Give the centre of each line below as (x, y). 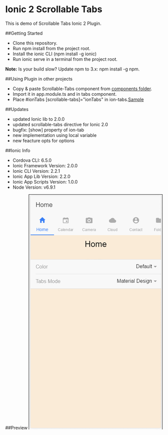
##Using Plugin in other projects (39, 79)
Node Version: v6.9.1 (34, 187)
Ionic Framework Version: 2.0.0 (45, 165)
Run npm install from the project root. (51, 48)
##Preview (16, 427)
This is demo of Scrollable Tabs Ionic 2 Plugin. (53, 23)
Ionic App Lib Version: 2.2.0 (41, 176)
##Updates (17, 109)
